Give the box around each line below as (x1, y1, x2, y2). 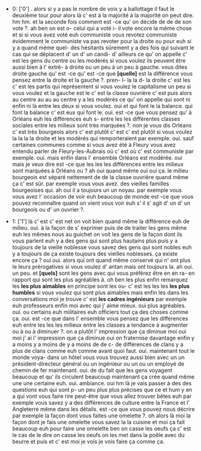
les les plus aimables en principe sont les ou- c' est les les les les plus (12, 283, 190, 289)
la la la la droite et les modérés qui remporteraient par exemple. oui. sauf (12, 135, 194, 142)
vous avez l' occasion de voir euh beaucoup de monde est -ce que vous (12, 193, 194, 200)
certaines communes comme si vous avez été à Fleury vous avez (12, 141, 176, 148)
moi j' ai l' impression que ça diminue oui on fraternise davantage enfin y (12, 335, 195, 341)
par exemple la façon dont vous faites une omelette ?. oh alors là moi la (12, 412, 191, 419)
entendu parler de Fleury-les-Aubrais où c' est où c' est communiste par (12, 147, 194, 155)
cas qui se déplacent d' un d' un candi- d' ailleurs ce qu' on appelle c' (12, 51, 188, 57)
